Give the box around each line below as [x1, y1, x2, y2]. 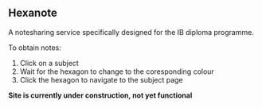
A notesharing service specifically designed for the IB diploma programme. [8, 27, 255, 37]
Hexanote [8, 6, 58, 20]
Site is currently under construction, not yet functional [8, 91, 193, 100]
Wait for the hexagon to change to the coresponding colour [19, 67, 215, 76]
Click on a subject [19, 58, 80, 67]
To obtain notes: [8, 43, 62, 52]
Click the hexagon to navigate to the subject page [19, 75, 183, 84]
